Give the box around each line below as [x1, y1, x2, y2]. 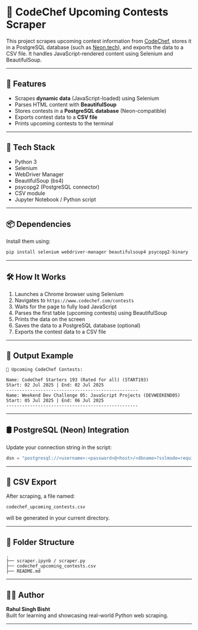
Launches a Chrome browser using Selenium [14, 291, 124, 298]
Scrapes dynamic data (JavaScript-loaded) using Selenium [14, 95, 159, 102]
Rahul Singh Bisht [6, 606, 51, 612]
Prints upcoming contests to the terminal [14, 119, 114, 126]
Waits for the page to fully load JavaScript [14, 303, 117, 310]
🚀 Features [6, 79, 47, 89]
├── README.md [6, 569, 41, 574]
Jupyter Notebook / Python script [14, 196, 96, 203]
